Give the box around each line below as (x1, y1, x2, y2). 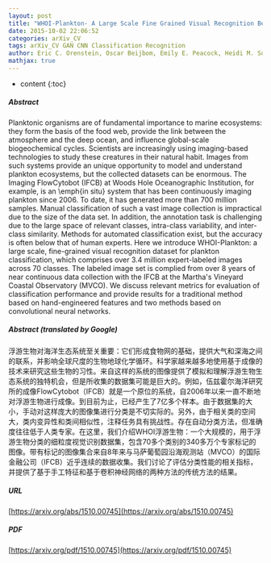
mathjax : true (8, 57, 56, 65)
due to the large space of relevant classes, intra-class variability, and (8, 220, 238, 230)
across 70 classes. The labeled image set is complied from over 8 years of (8, 263, 256, 273)
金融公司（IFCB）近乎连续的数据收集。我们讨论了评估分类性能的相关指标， (8, 457, 258, 466)
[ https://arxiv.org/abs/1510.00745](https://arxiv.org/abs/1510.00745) (8, 506, 234, 516)
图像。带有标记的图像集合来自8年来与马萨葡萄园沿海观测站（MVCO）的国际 (8, 447, 261, 457)
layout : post (8, 11, 52, 20)
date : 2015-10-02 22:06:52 (8, 27, 99, 35)
